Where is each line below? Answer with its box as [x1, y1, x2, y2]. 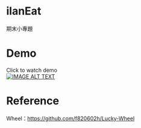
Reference [6, 94, 59, 108]
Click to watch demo [6, 66, 57, 74]
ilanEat [6, 4, 42, 18]
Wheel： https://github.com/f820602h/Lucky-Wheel [6, 115, 135, 122]
